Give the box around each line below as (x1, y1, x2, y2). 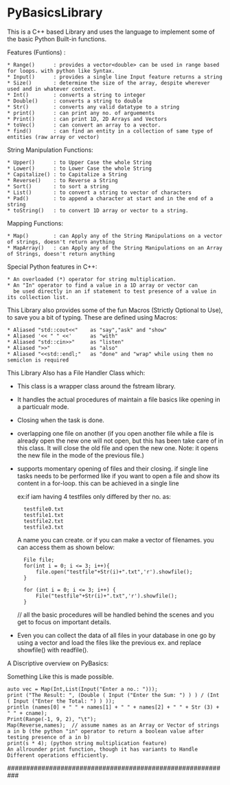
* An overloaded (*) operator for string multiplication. (7, 276, 176, 283)
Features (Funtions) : (7, 48, 66, 56)
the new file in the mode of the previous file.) (16, 451, 144, 459)
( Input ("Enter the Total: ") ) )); (7, 698, 115, 705)
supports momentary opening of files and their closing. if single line (16, 464, 209, 472)
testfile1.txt (23, 511, 64, 518)
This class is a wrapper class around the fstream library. (16, 382, 176, 390)
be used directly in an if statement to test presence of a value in (13, 287, 216, 295)
